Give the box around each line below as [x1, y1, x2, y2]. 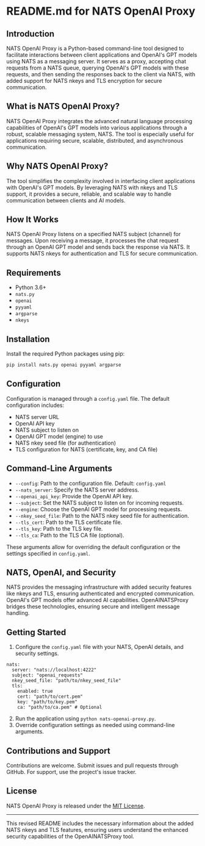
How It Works [6, 215, 59, 225]
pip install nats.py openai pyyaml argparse [6, 362, 121, 368]
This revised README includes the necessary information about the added [6, 819, 194, 827]
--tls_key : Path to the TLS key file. [15, 525, 103, 532]
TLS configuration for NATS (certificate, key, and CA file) [15, 445, 158, 453]
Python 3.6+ [15, 284, 47, 291]
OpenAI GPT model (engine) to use [15, 432, 104, 440]
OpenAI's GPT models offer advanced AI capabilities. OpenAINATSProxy [6, 597, 189, 604]
